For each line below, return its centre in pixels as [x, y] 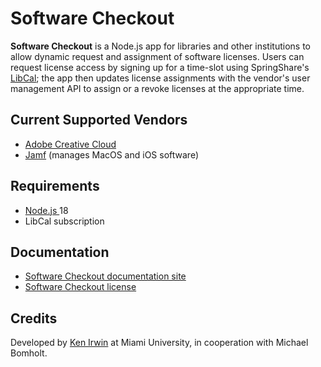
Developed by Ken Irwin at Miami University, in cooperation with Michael [159, 343]
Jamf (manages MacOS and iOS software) [112, 154]
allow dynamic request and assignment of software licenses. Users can [157, 56]
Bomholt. [29, 353]
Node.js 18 [46, 210]
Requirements [55, 186]
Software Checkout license [80, 287]
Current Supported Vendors [99, 120]
